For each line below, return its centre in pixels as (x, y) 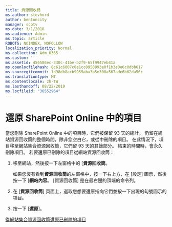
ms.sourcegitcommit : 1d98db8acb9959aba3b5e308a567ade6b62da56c (74, 72)
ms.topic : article (25, 39)
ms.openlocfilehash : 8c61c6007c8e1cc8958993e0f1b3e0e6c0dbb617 (74, 67)
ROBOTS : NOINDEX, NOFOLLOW (34, 44)
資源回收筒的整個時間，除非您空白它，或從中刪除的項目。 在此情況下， (84, 139)
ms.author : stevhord (27, 15)
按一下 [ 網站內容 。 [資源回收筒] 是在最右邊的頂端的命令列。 (75, 180)
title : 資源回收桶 (23, 10)
